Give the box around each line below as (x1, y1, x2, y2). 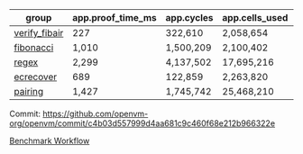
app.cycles (165, 12, 214, 23)
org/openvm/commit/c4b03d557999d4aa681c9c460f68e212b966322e (9, 118, 276, 129)
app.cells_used (222, 12, 289, 23)
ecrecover (14, 71, 58, 83)
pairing (14, 86, 44, 97)
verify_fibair (14, 27, 64, 39)
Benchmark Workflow (9, 135, 90, 146)
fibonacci (14, 41, 54, 53)
